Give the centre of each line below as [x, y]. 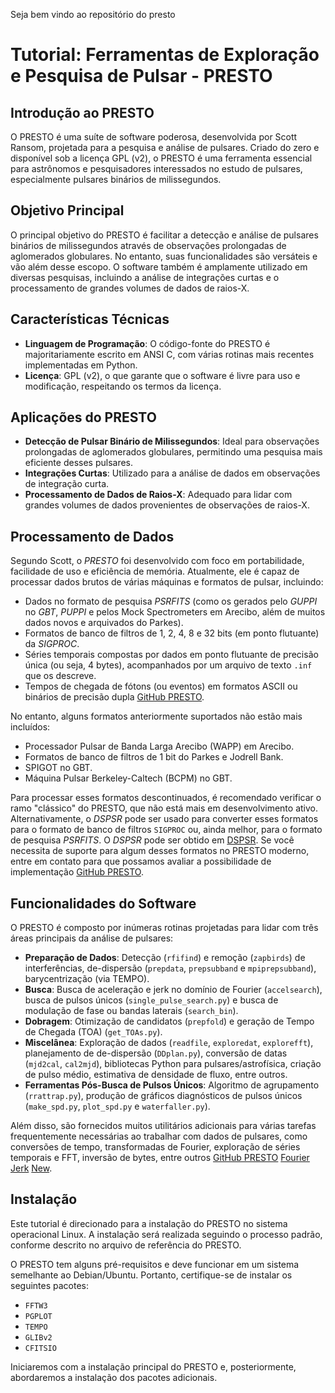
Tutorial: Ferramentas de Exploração [165, 55]
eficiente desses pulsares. [79, 463]
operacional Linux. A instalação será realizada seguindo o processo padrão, [166, 1234]
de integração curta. [67, 484]
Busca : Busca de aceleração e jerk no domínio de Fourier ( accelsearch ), [173, 990]
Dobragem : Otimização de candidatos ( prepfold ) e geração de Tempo [169, 1021]
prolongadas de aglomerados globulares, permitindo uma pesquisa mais [173, 452]
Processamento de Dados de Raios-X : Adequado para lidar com [158, 495]
